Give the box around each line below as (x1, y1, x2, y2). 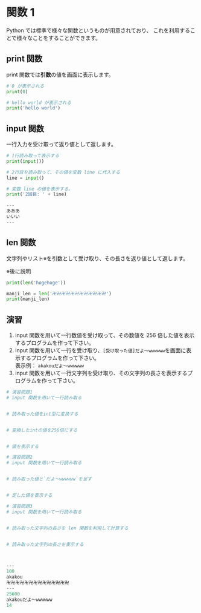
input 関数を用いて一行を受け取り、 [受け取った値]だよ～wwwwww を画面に (14, 347, 187, 354)
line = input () (6, 175, 45, 181)
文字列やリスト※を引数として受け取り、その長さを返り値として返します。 (6, 255, 189, 262)
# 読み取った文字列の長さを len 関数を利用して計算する (6, 525, 129, 531)
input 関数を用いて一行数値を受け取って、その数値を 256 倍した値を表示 (14, 332, 195, 339)
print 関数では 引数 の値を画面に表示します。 (6, 71, 114, 78)
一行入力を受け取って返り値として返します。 (6, 140, 116, 148)
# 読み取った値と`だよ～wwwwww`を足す (6, 476, 92, 482)
